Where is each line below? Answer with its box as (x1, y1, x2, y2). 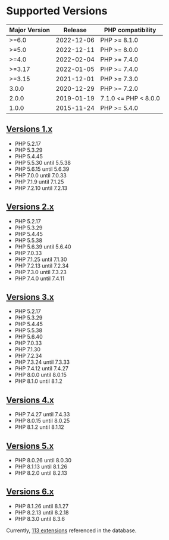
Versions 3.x (6, 292, 54, 302)
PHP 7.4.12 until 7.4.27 (14, 365, 68, 372)
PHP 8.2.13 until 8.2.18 (14, 509, 69, 516)
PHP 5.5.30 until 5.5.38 (14, 159, 71, 166)
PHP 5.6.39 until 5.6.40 (14, 243, 71, 250)
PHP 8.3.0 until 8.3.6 (14, 515, 65, 522)
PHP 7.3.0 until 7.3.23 (14, 268, 67, 275)
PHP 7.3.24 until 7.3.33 (14, 358, 70, 366)
